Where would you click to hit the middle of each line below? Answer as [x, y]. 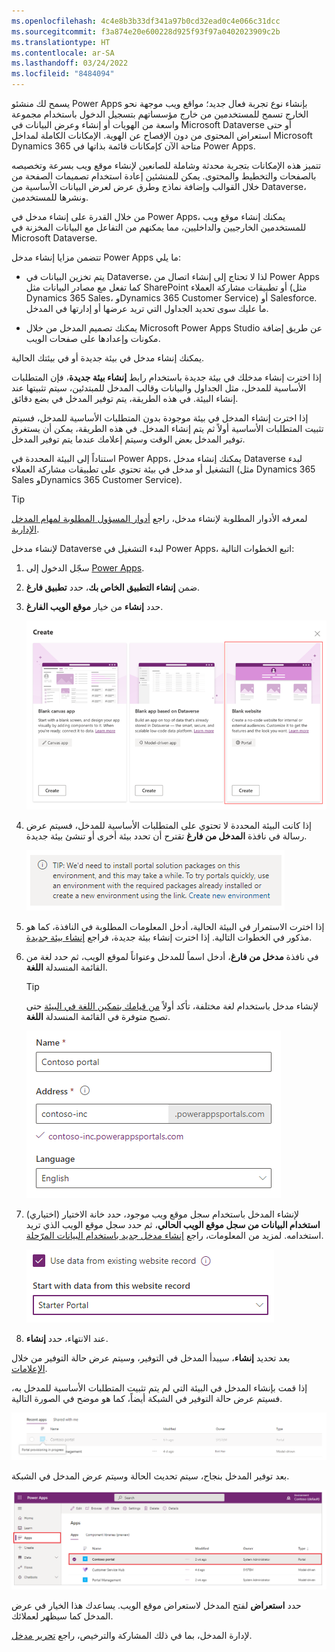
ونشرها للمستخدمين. [50, 197]
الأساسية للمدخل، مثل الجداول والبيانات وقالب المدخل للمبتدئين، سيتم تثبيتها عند [159, 388]
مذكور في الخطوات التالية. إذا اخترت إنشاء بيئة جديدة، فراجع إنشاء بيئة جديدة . [169, 937]
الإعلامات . [29, 1369]
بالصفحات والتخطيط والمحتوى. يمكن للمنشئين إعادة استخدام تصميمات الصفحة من [164, 176]
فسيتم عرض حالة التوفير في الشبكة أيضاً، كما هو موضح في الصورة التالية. [147, 1399]
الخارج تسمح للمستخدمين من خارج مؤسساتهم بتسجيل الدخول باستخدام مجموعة [160, 114]
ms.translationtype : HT [61, 42]
